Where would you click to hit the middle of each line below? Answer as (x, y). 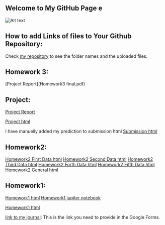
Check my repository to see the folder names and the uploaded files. (76, 56)
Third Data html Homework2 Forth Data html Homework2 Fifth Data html (80, 165)
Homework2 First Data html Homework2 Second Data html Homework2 (79, 159)
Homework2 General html (32, 170)
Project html (18, 122)
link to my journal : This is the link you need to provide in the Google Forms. (82, 217)
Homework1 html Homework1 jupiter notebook (53, 197)
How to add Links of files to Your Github (68, 36)
